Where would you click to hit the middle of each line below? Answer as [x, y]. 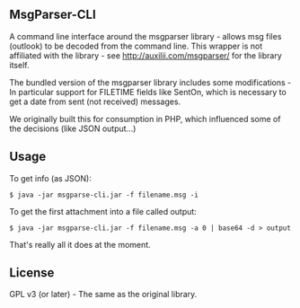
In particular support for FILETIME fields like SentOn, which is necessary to [148, 92]
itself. [19, 65]
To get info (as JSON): [50, 178]
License [32, 273]
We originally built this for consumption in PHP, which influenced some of [145, 119]
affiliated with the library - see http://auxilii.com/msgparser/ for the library [146, 55]
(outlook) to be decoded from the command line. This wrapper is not [136, 46]
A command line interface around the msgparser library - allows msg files [146, 36]
